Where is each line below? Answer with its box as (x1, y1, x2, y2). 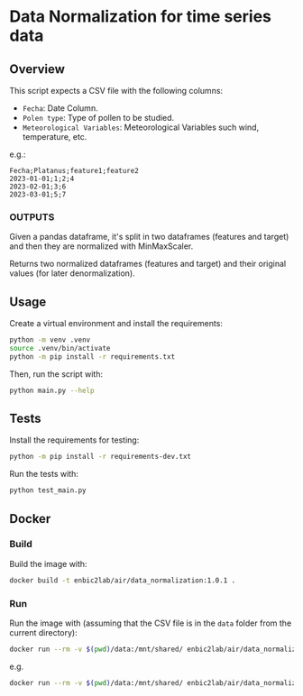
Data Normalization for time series (9, 6, 272, 27)
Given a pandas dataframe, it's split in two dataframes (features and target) (9, 232, 289, 243)
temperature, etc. (22, 132, 87, 142)
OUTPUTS (9, 210, 55, 223)
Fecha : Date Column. (22, 103, 98, 114)
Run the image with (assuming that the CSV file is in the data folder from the (9, 618, 292, 628)
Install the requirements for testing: (9, 435, 140, 445)
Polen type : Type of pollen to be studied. (22, 113, 175, 123)
